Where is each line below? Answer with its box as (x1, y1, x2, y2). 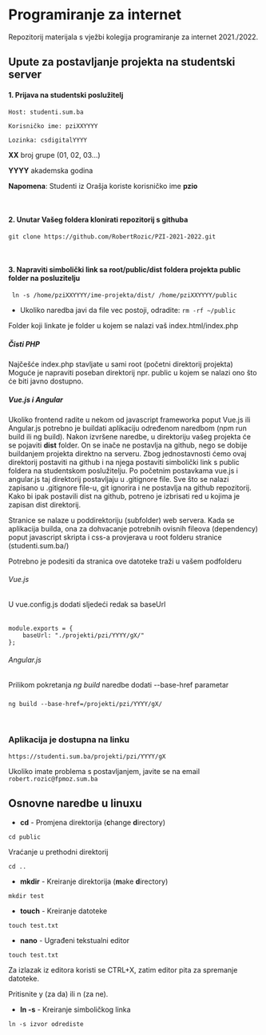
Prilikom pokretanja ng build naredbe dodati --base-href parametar (8, 680, 229, 689)
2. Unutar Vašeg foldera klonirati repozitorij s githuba (8, 215, 189, 225)
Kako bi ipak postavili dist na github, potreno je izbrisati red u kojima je (8, 491, 240, 501)
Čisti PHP (8, 339, 40, 349)
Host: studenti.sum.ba (8, 108, 84, 116)
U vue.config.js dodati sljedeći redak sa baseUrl (8, 600, 166, 609)
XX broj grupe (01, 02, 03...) (8, 150, 101, 159)
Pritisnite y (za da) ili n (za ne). (8, 989, 109, 999)
